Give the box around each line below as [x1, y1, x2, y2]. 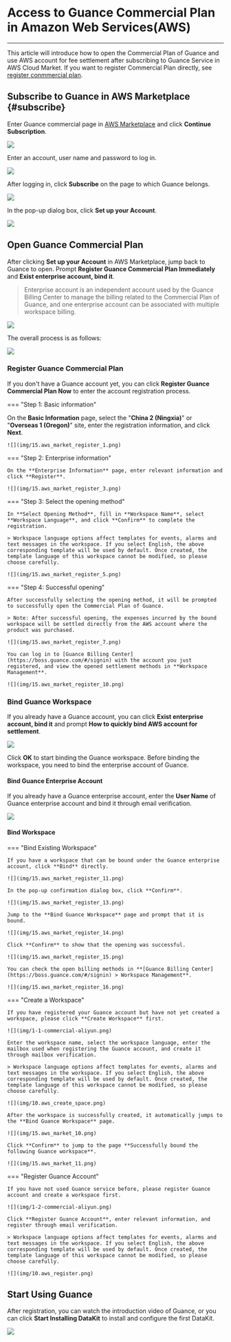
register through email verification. [7, 1221, 118, 1229]
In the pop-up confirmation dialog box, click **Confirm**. [7, 887, 184, 894]
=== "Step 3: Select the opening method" [7, 497, 125, 505]
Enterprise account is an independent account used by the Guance [23, 285, 214, 294]
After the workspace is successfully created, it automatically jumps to [7, 1112, 223, 1118]
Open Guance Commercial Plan [7, 239, 144, 251]
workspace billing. [23, 307, 76, 315]
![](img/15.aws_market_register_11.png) [7, 875, 125, 882]
